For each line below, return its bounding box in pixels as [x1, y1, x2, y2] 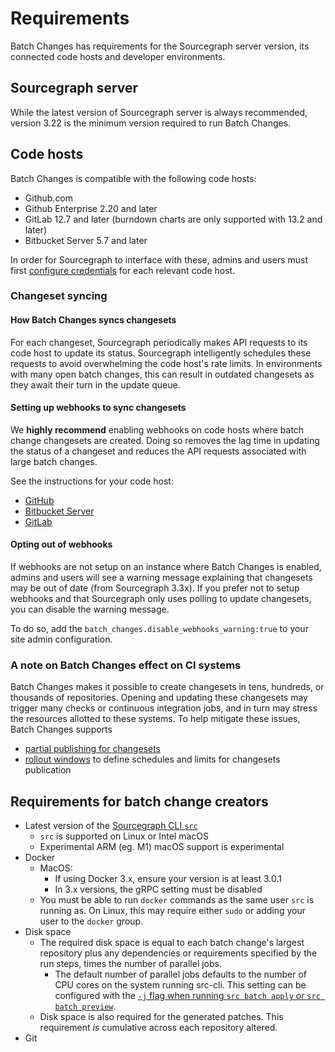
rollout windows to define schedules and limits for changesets [24, 753, 281, 766]
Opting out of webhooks [10, 538, 113, 551]
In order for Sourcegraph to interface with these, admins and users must [10, 253, 308, 266]
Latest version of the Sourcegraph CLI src [24, 820, 198, 832]
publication [24, 764, 72, 776]
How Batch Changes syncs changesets [10, 314, 177, 326]
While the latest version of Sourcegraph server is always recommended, [10, 106, 308, 118]
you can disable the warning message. [10, 603, 170, 616]
